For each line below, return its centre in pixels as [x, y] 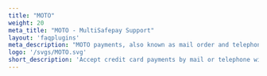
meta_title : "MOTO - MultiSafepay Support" [81, 30]
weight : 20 [26, 23]
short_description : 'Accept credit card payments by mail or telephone [129, 60]
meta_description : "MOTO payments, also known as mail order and [118, 45]
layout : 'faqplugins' [44, 38]
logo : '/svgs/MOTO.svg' [48, 52]
